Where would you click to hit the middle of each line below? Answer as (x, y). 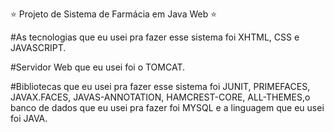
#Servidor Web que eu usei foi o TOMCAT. (97, 67)
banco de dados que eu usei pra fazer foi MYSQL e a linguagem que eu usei (167, 107)
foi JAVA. (29, 118)
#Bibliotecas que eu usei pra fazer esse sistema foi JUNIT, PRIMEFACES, (160, 86)
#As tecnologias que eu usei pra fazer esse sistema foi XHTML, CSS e (155, 37)
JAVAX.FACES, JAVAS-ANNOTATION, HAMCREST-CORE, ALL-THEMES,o (160, 97)
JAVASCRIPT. (38, 47)
